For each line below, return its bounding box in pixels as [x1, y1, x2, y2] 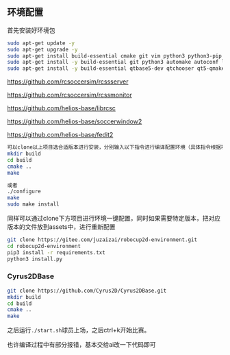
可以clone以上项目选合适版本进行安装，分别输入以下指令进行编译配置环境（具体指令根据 [7, 144, 221, 151]
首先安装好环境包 [7, 26, 55, 34]
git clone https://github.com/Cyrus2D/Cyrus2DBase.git [7, 287, 167, 294]
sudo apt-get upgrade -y [7, 46, 78, 53]
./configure [7, 188, 41, 195]
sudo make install [7, 201, 60, 208]
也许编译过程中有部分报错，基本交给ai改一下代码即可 [7, 341, 156, 349]
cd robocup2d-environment [7, 243, 81, 249]
